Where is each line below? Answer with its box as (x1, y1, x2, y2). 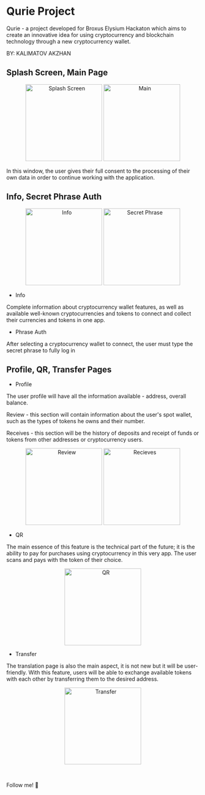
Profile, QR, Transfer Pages (6, 364, 112, 374)
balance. (6, 399, 29, 406)
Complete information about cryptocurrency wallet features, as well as (6, 303, 184, 310)
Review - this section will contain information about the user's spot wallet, (6, 411, 193, 419)
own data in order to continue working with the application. (6, 173, 155, 181)
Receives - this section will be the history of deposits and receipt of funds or (6, 429, 199, 437)
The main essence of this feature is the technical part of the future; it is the (6, 543, 195, 551)
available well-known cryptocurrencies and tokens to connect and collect (6, 309, 192, 317)
